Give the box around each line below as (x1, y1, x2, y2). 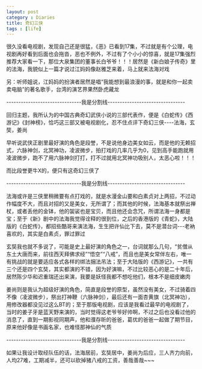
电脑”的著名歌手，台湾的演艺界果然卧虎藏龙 (11, 85, 120, 93)
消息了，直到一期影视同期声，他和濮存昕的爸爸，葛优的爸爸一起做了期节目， (6, 316, 196, 323)
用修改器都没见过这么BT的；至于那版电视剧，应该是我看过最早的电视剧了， (6, 301, 192, 308)
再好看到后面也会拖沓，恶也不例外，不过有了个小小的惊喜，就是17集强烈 (16, 51, 196, 58)
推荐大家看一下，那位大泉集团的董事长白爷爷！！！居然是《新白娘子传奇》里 (6, 58, 196, 65)
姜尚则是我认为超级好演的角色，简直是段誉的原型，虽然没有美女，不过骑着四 (6, 286, 196, 293)
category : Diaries (6, 14, 55, 20)
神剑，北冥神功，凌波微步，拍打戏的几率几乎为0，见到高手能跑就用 (26, 147, 194, 154)
